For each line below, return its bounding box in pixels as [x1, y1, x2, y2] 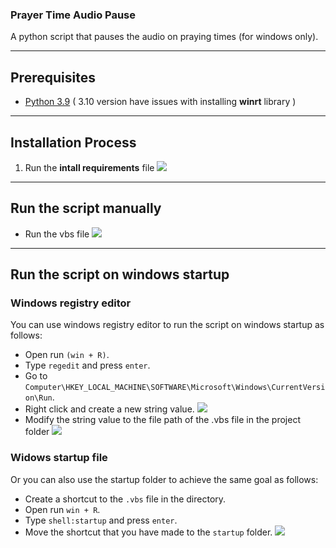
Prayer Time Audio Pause [10, 8, 137, 22]
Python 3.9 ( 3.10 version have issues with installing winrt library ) [24, 96, 297, 108]
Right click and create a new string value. [24, 403, 195, 415]
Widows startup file [10, 451, 108, 465]
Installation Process [10, 134, 137, 151]
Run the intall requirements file [24, 161, 155, 173]
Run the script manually [10, 200, 162, 217]
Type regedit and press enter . [24, 359, 151, 372]
